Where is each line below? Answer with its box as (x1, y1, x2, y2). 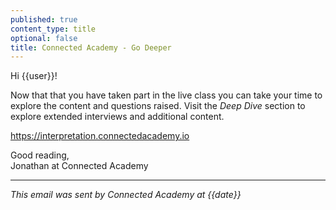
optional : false (10, 33, 78, 43)
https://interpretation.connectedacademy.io (10, 130, 190, 142)
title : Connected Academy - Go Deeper (10, 42, 172, 53)
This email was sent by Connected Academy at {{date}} (10, 189, 242, 201)
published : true (10, 14, 78, 25)
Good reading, (10, 149, 70, 161)
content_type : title (10, 24, 97, 34)
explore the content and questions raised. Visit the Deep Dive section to (10, 100, 306, 112)
